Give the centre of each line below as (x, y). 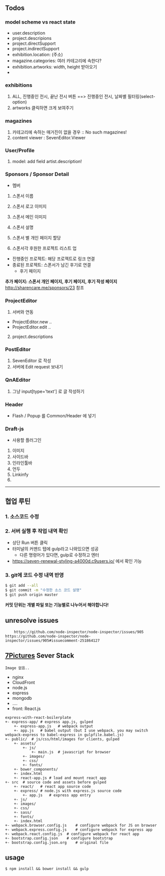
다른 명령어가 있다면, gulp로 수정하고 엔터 (59, 555)
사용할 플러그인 (27, 440)
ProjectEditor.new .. (32, 322)
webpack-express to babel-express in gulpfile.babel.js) (65, 735)
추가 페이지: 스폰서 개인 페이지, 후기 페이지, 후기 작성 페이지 (61, 281)
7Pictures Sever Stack (40, 656)
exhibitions (19, 85)
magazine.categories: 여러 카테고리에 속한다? (57, 61)
